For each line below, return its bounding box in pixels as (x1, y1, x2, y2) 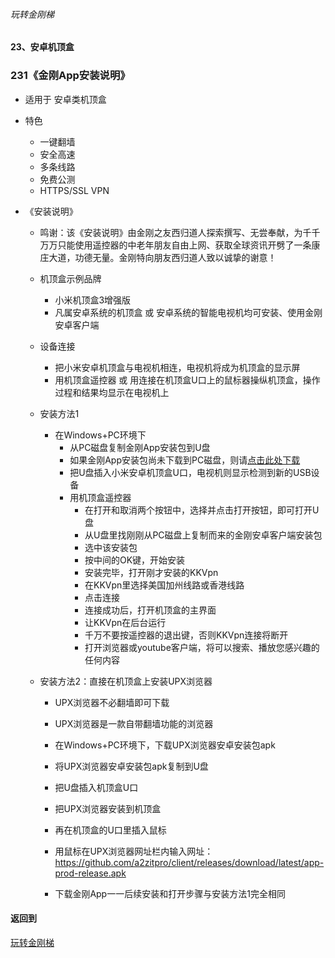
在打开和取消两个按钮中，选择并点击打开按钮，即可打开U (84, 504, 320, 516)
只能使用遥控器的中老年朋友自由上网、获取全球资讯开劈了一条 (57, 239, 312, 251)
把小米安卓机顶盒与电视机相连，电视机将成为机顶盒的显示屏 (54, 361, 301, 373)
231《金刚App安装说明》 (10, 69, 131, 83)
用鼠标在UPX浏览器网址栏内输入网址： (54, 845, 214, 857)
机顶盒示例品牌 (39, 272, 102, 284)
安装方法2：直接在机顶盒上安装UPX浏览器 (39, 675, 213, 687)
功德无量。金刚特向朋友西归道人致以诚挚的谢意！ (74, 251, 277, 263)
